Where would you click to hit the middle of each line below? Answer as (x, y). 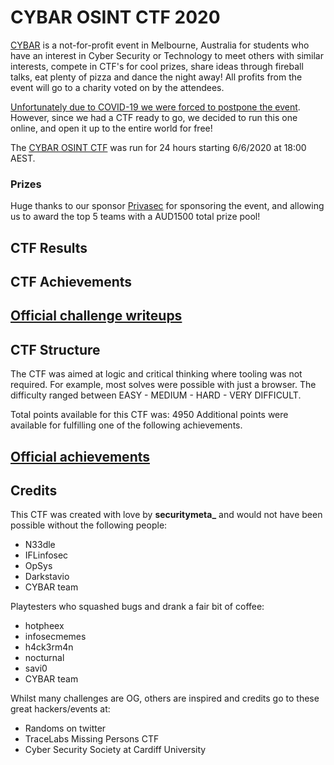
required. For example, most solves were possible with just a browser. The (163, 385)
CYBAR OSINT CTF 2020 (115, 17)
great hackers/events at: (60, 709)
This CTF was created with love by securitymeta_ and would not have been (166, 515)
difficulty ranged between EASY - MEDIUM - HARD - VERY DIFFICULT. (156, 395)
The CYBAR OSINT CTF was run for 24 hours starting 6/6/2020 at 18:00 (158, 147)
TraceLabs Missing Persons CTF (92, 739)
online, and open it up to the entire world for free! (111, 128)
